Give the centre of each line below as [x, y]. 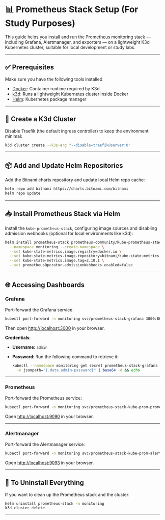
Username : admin [30, 347]
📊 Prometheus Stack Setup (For [72, 10]
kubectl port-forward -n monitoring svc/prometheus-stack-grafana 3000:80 [83, 319]
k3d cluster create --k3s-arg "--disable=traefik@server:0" [68, 145]
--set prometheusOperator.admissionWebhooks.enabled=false [71, 265]
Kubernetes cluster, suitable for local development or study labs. [70, 47]
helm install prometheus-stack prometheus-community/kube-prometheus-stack [84, 242]
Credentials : [18, 338]
